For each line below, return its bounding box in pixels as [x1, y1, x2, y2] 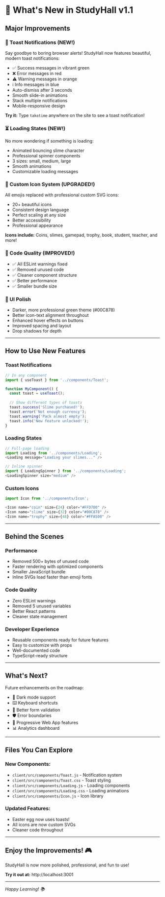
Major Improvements [5, 24, 70, 33]
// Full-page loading [5, 446, 50, 451]
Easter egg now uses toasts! [12, 816, 70, 822]
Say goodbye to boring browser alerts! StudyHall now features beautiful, [5, 50, 151, 56]
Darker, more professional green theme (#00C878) [12, 307, 115, 313]
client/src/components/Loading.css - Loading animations [12, 787, 129, 793]
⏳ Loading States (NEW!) [5, 125, 65, 132]
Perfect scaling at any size [12, 212, 66, 218]
